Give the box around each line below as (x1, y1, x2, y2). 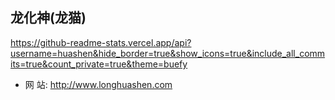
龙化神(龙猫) (10, 9, 87, 27)
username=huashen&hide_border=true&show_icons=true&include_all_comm (10, 47, 326, 59)
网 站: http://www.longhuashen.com (24, 78, 173, 90)
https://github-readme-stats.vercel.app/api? (10, 36, 192, 48)
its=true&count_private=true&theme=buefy (10, 58, 188, 70)
